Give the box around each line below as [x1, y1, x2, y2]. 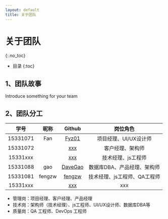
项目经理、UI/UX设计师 [96, 135, 152, 142]
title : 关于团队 [5, 12, 36, 17]
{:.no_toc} [5, 53, 26, 59]
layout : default [5, 7, 39, 13]
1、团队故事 [5, 79, 42, 88]
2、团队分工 [5, 109, 43, 118]
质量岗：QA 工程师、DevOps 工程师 [12, 208, 87, 214]
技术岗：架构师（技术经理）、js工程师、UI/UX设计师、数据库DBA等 [12, 202, 150, 208]
